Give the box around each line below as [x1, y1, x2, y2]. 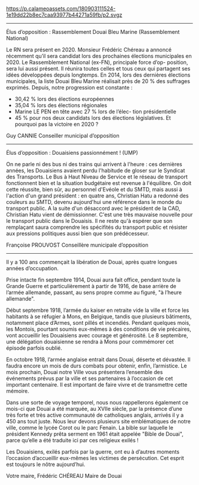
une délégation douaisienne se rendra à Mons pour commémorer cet [6, 338, 174, 345]
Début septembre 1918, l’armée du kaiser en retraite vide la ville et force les [6, 307, 190, 314]
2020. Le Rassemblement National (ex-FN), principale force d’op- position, [6, 59, 188, 66]
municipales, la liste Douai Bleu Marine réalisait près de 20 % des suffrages [6, 78, 191, 85]
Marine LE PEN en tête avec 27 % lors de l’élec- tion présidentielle [14, 108, 176, 115]
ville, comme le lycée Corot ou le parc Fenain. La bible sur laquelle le [6, 424, 174, 431]
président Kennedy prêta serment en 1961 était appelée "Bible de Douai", [6, 430, 184, 438]
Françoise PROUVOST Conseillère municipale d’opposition [6, 241, 149, 248]
